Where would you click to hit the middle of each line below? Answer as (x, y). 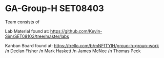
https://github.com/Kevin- (76, 31)
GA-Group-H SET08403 (54, 8)
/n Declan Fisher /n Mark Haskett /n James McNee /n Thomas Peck (73, 51)
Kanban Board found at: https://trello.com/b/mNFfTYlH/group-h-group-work (82, 45)
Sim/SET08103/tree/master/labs (37, 36)
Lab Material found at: (27, 31)
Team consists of (22, 22)
